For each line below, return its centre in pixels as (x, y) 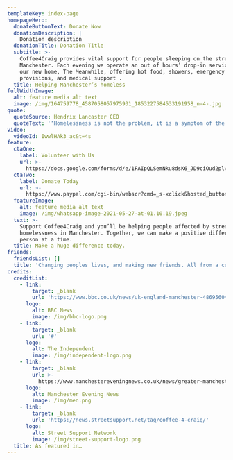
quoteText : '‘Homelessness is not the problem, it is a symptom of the (119, 123)
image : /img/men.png (62, 401)
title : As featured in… (48, 446)
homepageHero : (28, 20)
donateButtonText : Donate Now (57, 26)
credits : (20, 271)
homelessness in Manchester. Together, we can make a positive (113, 233)
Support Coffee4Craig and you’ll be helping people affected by (114, 226)
